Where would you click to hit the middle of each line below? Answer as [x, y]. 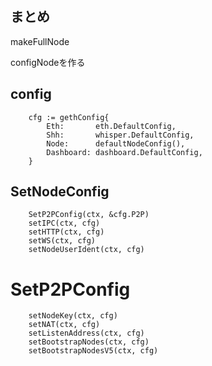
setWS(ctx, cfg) [62, 241]
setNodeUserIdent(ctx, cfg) [86, 250]
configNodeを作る [48, 62]
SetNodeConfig [60, 192]
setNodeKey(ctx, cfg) [73, 316]
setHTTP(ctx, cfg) [66, 232]
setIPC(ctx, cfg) [64, 223]
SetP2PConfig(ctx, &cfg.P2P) [89, 215]
